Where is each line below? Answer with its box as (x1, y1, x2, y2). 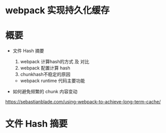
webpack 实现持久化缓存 (5, 5, 110, 16)
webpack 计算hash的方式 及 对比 (20, 59, 90, 65)
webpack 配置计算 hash (20, 65, 70, 71)
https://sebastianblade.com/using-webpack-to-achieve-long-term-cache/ (5, 99, 161, 105)
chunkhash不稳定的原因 (20, 71, 70, 77)
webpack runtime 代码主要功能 (20, 77, 85, 84)
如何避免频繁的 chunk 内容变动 (12, 89, 78, 95)
